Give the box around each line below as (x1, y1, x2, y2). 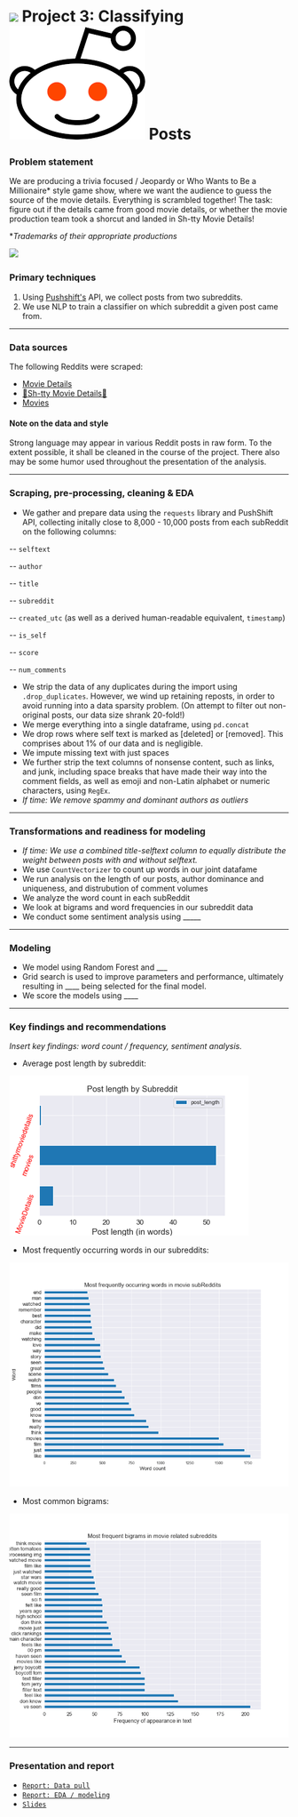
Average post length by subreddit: (21, 1058, 146, 1069)
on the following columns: (21, 526, 117, 537)
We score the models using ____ (21, 990, 139, 1001)
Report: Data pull (21, 1781, 90, 1790)
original (21, 709, 51, 720)
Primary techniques (9, 271, 97, 284)
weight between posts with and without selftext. (21, 854, 198, 865)
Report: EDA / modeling (21, 1791, 111, 1800)
